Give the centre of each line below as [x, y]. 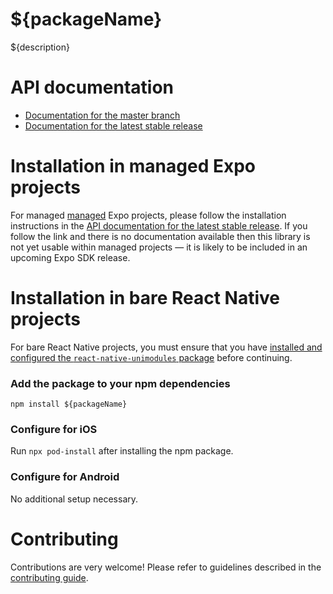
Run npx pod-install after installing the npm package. [122, 451]
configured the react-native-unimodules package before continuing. [151, 357]
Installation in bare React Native [145, 298]
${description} [40, 47]
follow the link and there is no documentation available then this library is [160, 236]
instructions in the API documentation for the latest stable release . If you [159, 225]
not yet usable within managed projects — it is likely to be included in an [159, 247]
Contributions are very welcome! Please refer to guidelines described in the [166, 567]
